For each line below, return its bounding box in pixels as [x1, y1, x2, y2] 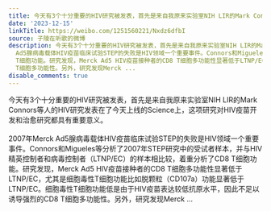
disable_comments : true [8, 72, 89, 80]
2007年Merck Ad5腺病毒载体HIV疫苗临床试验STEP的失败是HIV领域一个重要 [8, 134, 260, 143]
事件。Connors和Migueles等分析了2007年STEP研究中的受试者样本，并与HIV [8, 143, 263, 153]
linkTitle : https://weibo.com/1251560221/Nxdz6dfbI [8, 27, 186, 35]
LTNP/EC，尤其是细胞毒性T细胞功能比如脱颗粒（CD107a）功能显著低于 [8, 174, 244, 184]
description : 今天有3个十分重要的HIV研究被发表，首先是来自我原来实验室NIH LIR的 [8, 42, 257, 50]
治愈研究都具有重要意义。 [22, 114, 107, 125]
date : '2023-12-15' [8, 19, 74, 27]
